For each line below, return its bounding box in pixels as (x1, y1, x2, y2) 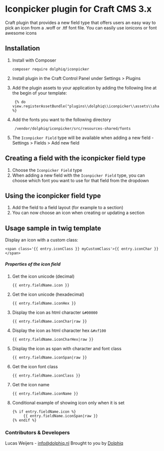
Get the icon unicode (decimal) (12, 273, 75, 280)
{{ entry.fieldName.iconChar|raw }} (12, 319, 87, 324)
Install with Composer (12, 57, 56, 63)
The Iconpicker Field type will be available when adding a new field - (12, 135, 154, 141)
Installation (5, 44, 40, 52)
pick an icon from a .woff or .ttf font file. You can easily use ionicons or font (5, 24, 157, 30)
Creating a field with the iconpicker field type (5, 154, 146, 163)
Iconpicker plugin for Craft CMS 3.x (5, 3, 152, 15)
